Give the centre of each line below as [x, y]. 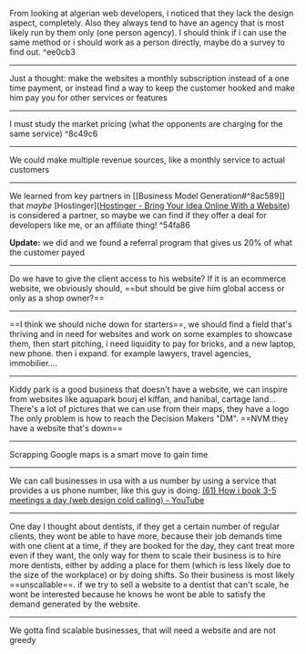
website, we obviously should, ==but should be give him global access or [147, 288]
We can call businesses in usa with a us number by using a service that [143, 480]
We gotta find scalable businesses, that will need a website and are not [143, 630]
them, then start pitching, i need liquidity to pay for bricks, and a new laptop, [153, 343]
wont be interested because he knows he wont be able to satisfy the [138, 594]
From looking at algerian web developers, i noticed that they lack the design [152, 13]
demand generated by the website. [75, 604]
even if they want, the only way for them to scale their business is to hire [145, 555]
